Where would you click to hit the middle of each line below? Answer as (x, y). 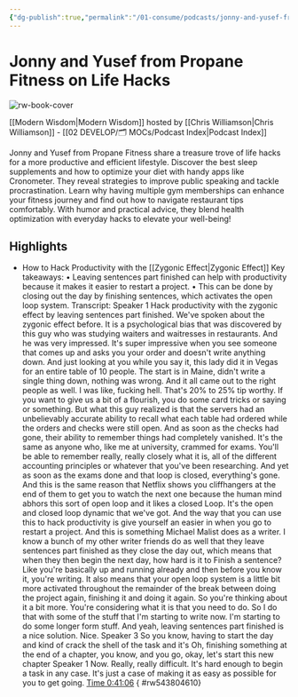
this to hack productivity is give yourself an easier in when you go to (147, 523)
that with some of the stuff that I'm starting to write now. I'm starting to (151, 617)
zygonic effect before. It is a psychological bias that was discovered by (152, 324)
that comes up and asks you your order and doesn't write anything (144, 352)
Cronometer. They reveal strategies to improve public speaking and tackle (144, 181)
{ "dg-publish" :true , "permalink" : (71, 17)
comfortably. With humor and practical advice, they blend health (127, 209)
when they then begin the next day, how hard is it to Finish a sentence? (152, 560)
